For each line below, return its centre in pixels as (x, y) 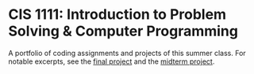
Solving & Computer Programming (123, 31)
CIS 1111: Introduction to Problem (117, 15)
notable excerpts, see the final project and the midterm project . (112, 61)
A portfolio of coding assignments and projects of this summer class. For (127, 53)
